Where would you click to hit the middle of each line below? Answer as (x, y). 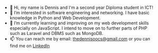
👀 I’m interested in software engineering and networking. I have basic (79, 13)
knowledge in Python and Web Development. (55, 18)
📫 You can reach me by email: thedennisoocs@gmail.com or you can (80, 39)
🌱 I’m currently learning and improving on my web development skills (79, 23)
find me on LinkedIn (30, 46)
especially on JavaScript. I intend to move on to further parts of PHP (79, 28)
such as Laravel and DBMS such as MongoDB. (56, 33)
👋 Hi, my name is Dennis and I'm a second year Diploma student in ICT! (81, 8)
